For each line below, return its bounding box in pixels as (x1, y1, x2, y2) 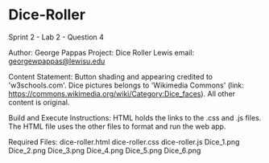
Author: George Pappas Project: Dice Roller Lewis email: (8, 47, 195, 57)
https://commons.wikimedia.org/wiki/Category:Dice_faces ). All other (8, 88, 236, 98)
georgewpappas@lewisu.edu (8, 56, 106, 66)
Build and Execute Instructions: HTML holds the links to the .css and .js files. (8, 112, 262, 122)
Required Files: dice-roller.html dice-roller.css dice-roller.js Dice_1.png (8, 137, 240, 146)
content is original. (8, 97, 70, 107)
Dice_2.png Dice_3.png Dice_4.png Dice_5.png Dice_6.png (8, 145, 201, 155)
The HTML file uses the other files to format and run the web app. (8, 121, 226, 131)
